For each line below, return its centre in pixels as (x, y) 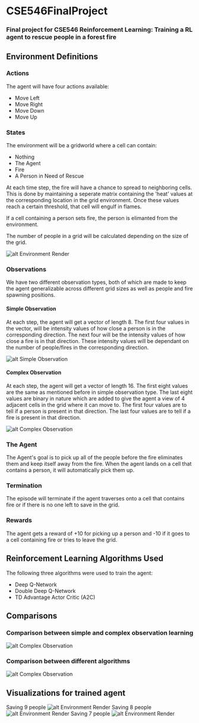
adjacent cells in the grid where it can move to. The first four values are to (97, 404)
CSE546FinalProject (57, 11)
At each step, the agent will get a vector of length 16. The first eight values (97, 385)
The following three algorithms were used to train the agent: (80, 573)
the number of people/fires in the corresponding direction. (78, 347)
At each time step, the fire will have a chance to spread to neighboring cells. (99, 188)
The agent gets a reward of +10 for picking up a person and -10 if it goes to (98, 533)
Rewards (19, 520)
